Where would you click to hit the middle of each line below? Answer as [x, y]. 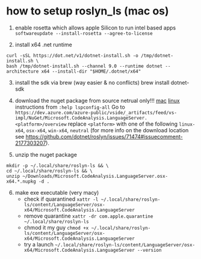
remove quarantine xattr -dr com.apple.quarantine [88, 216]
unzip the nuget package [46, 154]
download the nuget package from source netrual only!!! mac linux [97, 100]
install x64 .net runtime [43, 44]
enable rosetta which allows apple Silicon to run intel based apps [95, 28]
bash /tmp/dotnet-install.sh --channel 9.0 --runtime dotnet [85, 66]
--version [150, 250]
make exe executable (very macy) [57, 192]
